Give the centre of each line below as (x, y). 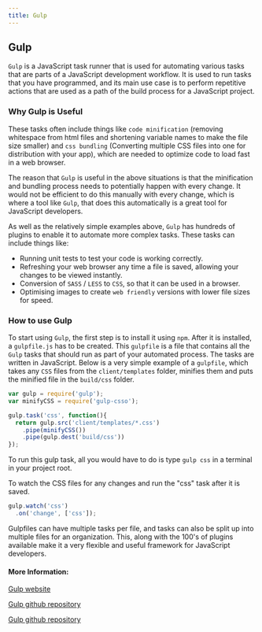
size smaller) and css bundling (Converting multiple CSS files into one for (127, 146)
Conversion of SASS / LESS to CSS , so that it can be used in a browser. (130, 283)
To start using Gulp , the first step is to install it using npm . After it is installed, (130, 338)
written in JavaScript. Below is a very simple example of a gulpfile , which (129, 363)
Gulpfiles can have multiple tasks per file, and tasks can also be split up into (131, 528)
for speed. (36, 300)
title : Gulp (28, 15)
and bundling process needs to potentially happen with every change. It (125, 186)
